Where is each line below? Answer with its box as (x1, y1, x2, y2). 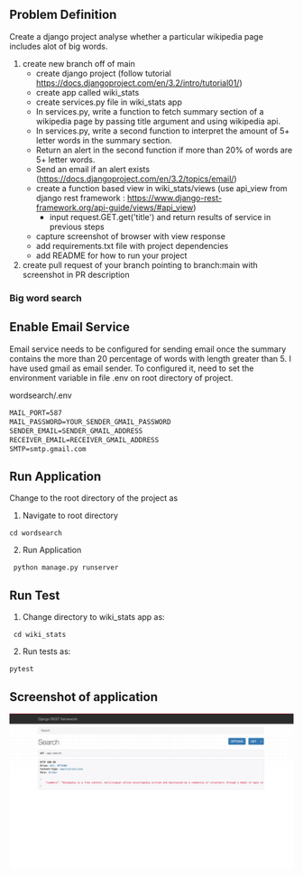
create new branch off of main (22, 58, 135, 69)
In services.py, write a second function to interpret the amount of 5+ (35, 125, 290, 136)
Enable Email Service (9, 319, 131, 335)
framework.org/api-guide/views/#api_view (35, 202, 194, 213)
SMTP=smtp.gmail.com (9, 444, 87, 454)
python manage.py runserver (13, 563, 119, 572)
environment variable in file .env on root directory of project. (9, 372, 234, 383)
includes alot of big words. (9, 41, 108, 51)
